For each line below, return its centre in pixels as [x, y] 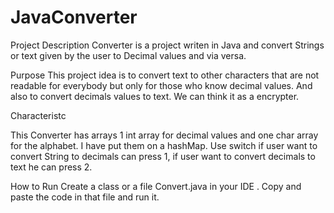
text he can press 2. [51, 167]
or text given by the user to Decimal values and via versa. [128, 55]
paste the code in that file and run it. [85, 197]
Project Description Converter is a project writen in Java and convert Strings [167, 45]
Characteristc [38, 115]
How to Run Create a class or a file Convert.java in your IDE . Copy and [156, 186]
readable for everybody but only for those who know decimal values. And [161, 85]
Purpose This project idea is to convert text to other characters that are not [165, 75]
